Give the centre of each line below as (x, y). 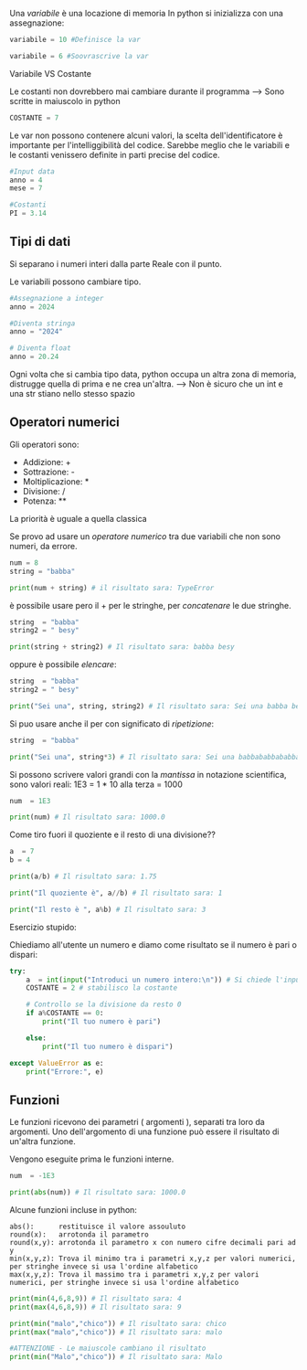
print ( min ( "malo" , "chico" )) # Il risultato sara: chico (118, 1323)
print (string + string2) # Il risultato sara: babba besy (122, 647)
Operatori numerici (65, 423)
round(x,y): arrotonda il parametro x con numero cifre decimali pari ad (153, 1242)
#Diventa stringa (42, 324)
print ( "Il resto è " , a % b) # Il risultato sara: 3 (108, 909)
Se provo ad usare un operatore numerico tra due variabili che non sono (145, 536)
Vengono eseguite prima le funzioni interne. (92, 1159)
